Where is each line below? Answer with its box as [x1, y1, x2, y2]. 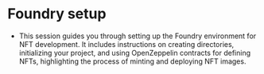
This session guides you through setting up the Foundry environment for [18, 31, 257, 41]
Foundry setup [7, 5, 107, 23]
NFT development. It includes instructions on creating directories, [18, 39, 235, 49]
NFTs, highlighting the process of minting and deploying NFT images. [18, 56, 247, 66]
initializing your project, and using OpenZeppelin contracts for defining [18, 48, 251, 57]
